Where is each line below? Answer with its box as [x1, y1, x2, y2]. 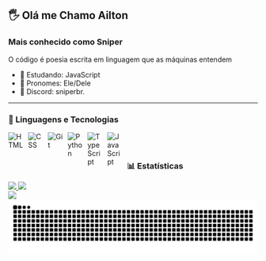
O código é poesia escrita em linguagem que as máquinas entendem [8, 55, 232, 64]
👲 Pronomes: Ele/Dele [19, 78, 91, 88]
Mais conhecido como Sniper [8, 36, 123, 47]
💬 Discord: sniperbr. [19, 86, 85, 96]
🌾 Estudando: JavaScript [19, 70, 101, 79]
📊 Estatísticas [127, 160, 184, 171]
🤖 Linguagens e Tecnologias [8, 114, 119, 125]
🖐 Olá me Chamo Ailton [8, 9, 129, 22]
